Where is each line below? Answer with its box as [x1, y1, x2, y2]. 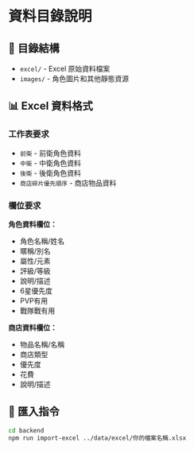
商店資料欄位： [8, 323, 57, 332]
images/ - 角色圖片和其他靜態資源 [19, 74, 130, 83]
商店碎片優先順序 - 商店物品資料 [19, 178, 117, 188]
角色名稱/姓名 [19, 236, 65, 246]
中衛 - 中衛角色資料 [19, 158, 81, 168]
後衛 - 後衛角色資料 [19, 168, 81, 177]
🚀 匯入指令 [8, 405, 60, 418]
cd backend [8, 426, 45, 434]
